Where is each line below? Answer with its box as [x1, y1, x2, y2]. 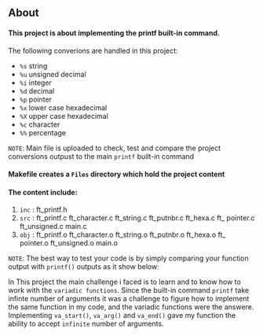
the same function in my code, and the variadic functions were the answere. [8, 302, 254, 312]
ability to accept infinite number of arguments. [8, 319, 164, 329]
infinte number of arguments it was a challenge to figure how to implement [8, 294, 250, 304]
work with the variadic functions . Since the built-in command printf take [8, 286, 250, 295]
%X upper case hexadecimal [19, 111, 108, 120]
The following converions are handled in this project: [8, 46, 178, 55]
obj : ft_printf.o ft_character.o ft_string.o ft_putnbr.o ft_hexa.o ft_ [19, 230, 226, 239]
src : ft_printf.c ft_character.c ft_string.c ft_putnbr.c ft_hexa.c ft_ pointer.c [19, 213, 255, 223]
